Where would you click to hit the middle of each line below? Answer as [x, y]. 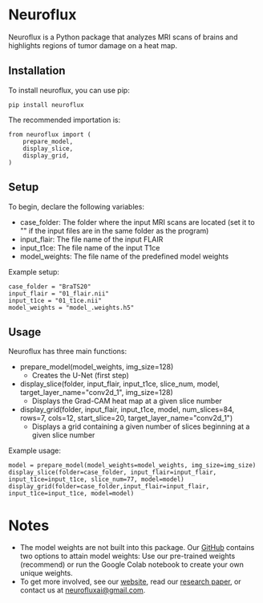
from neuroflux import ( [50, 134]
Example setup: [34, 271]
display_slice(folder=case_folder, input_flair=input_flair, [113, 473]
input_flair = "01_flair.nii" [59, 293]
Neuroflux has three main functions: [67, 352]
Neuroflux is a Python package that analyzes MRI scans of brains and [123, 37]
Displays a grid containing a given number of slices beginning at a [141, 426]
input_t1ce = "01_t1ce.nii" [55, 300]
